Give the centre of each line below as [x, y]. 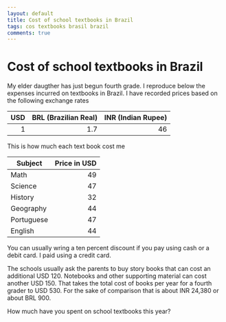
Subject [29, 163]
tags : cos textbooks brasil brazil [58, 26]
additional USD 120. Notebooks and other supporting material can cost [107, 276]
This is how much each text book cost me [66, 146]
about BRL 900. [29, 298]
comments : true [29, 33]
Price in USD [76, 163]
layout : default [30, 13]
